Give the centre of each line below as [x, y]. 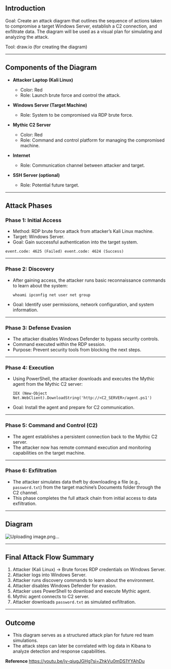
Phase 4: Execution [30, 367]
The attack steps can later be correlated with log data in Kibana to [82, 646]
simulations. [25, 640]
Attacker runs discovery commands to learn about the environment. [83, 580]
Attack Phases [29, 206]
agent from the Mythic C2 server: [48, 384]
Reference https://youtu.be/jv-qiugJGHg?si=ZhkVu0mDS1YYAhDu [75, 661]
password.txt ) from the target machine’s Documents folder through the [87, 487]
